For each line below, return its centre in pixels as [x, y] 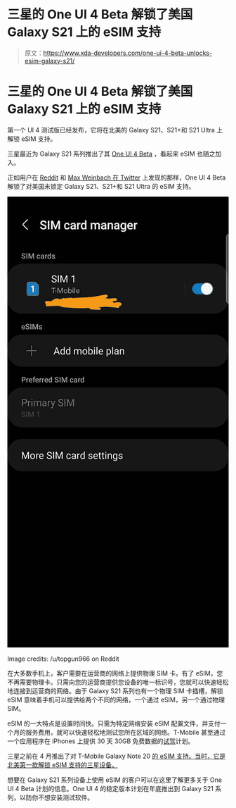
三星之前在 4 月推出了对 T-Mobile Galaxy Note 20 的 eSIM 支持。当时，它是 [117, 756]
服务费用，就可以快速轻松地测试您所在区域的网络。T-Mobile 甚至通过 [126, 732]
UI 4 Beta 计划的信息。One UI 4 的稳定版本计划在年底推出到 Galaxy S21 [111, 788]
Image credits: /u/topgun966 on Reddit [63, 659]
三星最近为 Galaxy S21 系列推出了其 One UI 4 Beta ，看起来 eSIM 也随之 [111, 154]
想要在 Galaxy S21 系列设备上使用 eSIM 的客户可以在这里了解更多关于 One [115, 780]
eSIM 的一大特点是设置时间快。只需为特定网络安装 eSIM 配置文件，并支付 [114, 723]
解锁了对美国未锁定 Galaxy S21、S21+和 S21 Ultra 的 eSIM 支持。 [101, 186]
